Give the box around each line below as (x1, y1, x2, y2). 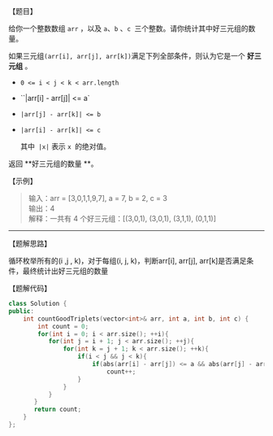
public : (8, 307, 35, 315)
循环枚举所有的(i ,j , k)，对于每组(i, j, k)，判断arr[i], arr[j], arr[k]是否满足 (8, 256, 247, 265)
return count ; (33, 405, 82, 414)
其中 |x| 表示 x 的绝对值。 (19, 142, 111, 151)
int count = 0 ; (37, 322, 89, 330)
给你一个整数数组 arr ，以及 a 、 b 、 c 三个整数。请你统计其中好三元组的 (8, 24, 249, 33)
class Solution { (8, 299, 67, 307)
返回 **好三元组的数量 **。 (8, 159, 98, 168)
